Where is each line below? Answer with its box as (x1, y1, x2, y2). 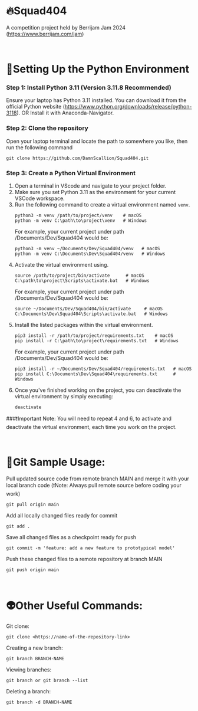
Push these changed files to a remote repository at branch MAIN (6, 555, 163, 562)
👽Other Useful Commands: (6, 599, 143, 612)
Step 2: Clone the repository (6, 124, 88, 132)
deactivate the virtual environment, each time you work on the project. (6, 424, 177, 431)
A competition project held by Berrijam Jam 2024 (6, 24, 126, 31)
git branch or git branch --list (6, 677, 88, 683)
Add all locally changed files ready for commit (6, 512, 118, 519)
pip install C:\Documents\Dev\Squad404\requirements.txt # (14, 371, 176, 377)
